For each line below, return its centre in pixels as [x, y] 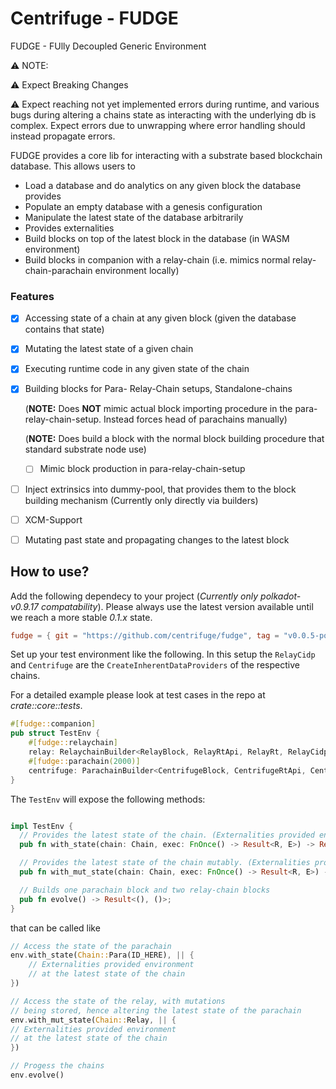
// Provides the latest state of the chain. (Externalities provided [167, 835]
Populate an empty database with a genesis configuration [143, 206]
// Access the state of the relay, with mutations [118, 1001]
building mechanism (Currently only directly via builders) [141, 500]
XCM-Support [53, 519]
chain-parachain [58, 270]
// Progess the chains [57, 1066]
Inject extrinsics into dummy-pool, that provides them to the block [160, 489]
